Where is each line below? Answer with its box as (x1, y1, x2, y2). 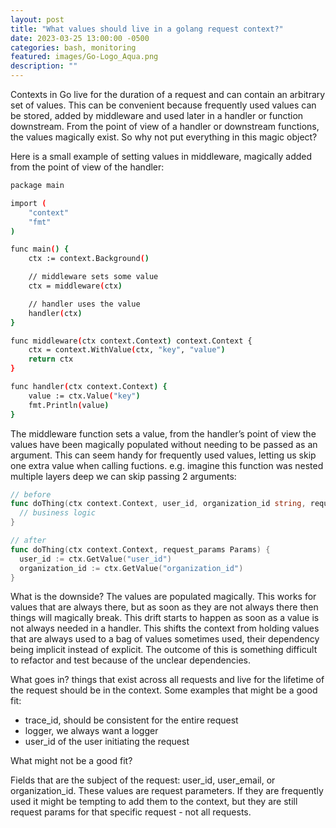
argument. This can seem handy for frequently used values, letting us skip (10, 449, 317, 461)
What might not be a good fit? (10, 755, 133, 767)
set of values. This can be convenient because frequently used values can (10, 99, 317, 111)
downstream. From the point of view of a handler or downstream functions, (10, 121, 320, 132)
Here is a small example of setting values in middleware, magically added (10, 151, 313, 162)
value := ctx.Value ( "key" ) (28, 391, 141, 401)
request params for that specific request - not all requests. (10, 806, 252, 818)
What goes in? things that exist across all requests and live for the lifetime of (10, 674, 325, 686)
